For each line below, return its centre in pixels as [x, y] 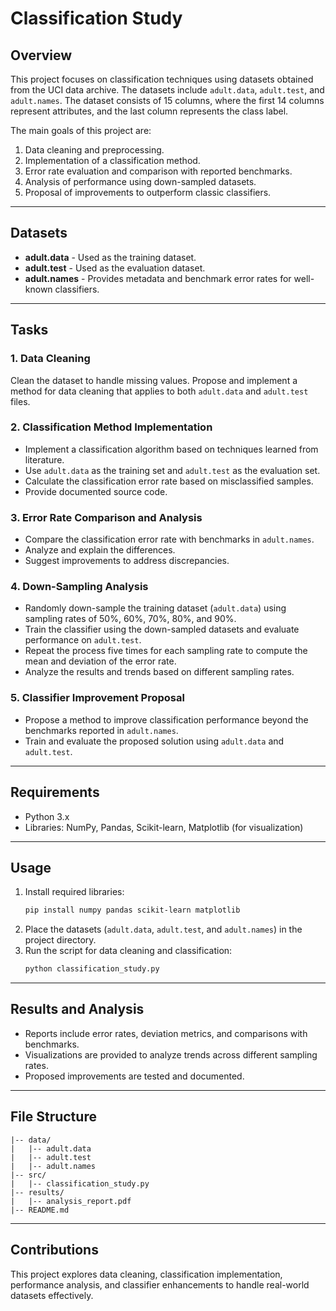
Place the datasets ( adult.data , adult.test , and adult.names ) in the [163, 929]
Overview [41, 55]
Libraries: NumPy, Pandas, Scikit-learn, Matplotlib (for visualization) [164, 827]
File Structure [53, 1117]
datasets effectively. [52, 1295]
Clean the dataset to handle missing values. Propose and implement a [154, 380]
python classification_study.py [92, 969]
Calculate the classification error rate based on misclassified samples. [169, 481]
